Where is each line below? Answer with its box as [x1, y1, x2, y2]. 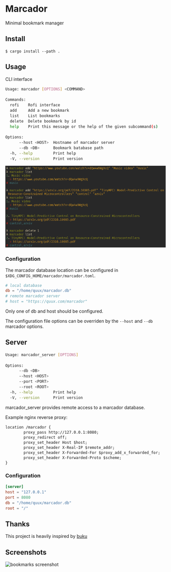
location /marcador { [5, 425, 51, 430]
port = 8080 [5, 495, 31, 500]
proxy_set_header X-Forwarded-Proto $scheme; [23, 455, 122, 460]
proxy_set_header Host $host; [23, 440, 88, 445]
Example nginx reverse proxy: [5, 414, 68, 420]
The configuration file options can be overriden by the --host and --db [5, 318, 153, 324]
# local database [5, 283, 42, 288]
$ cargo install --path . [5, 49, 60, 54]
